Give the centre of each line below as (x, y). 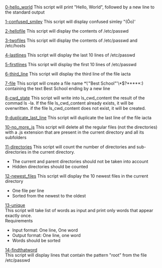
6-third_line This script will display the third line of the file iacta (68, 74)
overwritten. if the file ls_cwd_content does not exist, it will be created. (75, 108)
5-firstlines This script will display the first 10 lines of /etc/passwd (71, 64)
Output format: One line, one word (46, 235)
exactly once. (19, 215)
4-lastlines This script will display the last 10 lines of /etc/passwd (70, 55)
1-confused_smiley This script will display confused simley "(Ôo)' (70, 22)
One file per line (28, 191)
